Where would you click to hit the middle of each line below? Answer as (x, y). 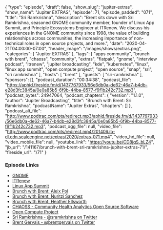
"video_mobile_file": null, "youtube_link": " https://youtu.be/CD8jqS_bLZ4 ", (80, 142)
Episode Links (22, 165)
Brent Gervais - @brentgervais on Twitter (53, 222)
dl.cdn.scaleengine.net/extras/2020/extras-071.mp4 (58, 137)
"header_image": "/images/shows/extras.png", (95, 49)
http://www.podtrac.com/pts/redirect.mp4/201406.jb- (61, 132)
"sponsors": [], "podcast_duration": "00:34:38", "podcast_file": (68, 80)
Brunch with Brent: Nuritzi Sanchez (47, 196)
